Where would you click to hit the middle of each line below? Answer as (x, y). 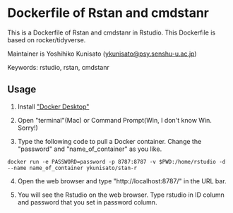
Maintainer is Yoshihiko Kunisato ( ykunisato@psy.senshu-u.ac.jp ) (102, 54)
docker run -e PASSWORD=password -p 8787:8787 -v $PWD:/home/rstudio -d (116, 162)
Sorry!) (28, 128)
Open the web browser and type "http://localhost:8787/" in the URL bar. (122, 181)
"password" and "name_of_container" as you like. (90, 149)
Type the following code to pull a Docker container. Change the (109, 141)
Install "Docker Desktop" (53, 107)
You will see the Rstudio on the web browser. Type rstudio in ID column (121, 195)
